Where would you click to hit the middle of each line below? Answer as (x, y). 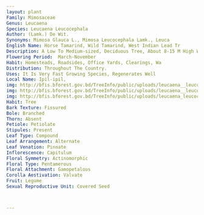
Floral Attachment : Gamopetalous (49, 170)
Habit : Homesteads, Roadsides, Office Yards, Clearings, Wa (84, 62)
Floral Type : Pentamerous (39, 164)
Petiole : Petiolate (31, 125)
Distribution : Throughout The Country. (57, 68)
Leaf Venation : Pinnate (36, 147)
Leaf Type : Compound (32, 136)
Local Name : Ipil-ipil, (36, 79)
